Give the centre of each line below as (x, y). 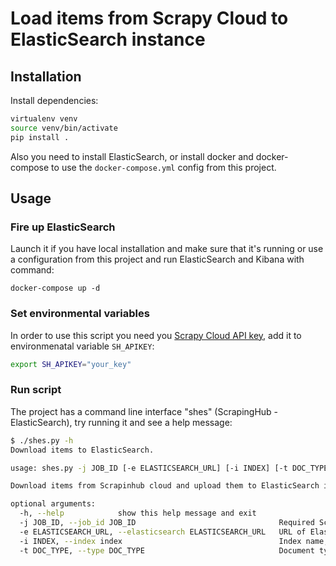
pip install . (40, 137)
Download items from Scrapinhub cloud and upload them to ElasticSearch (165, 486)
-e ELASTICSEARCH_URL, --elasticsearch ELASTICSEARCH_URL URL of (163, 532)
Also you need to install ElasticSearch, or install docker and (132, 156)
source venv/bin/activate (64, 128)
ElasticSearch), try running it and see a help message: (121, 422)
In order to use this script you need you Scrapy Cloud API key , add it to (156, 335)
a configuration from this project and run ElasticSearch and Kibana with (157, 259)
